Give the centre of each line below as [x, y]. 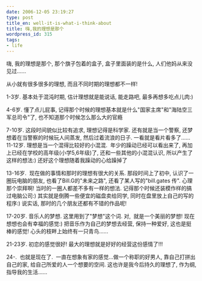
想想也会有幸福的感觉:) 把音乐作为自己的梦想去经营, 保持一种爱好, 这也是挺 [99, 224]
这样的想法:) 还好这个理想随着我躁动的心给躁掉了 [67, 160]
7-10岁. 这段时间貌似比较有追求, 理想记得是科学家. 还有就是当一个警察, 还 [97, 130]
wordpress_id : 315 [29, 34]
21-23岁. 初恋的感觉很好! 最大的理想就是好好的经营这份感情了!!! [85, 244]
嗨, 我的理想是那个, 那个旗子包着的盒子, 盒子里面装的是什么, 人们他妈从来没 [99, 63]
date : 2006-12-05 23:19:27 [40, 12]
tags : [13, 40]
